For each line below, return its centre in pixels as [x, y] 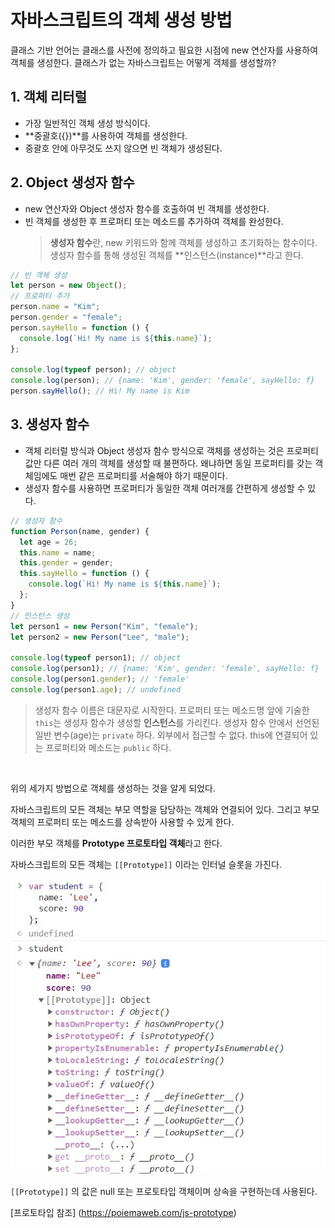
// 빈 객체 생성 [39, 275]
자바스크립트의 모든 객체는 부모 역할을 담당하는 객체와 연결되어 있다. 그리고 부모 [165, 809]
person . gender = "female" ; [66, 317]
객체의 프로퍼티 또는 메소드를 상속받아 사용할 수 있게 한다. [122, 822]
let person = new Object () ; [69, 286]
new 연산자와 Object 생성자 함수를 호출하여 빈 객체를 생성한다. [147, 208]
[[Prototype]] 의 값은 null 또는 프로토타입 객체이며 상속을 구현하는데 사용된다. [164, 1192]
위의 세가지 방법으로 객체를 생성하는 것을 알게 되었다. [113, 788]
